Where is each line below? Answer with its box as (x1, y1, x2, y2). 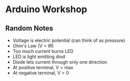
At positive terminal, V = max (12, 65, 73, 70)
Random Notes (5, 24, 54, 33)
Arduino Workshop (5, 4, 88, 15)
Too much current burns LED (12, 48, 74, 54)
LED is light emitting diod (12, 53, 65, 60)
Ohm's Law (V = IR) (12, 43, 54, 49)
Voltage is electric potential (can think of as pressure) (12, 37, 125, 43)
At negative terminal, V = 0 (12, 70, 69, 76)
